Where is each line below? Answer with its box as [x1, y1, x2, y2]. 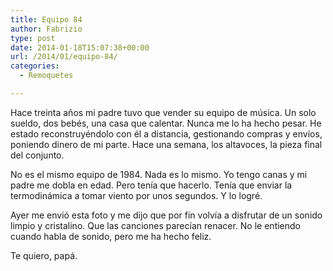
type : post [10, 33, 56, 43]
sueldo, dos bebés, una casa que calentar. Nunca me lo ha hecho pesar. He [10, 117, 322, 129]
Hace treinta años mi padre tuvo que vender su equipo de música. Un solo [10, 106, 317, 118]
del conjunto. [10, 149, 65, 161]
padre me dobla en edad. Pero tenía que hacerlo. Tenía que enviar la [10, 179, 293, 191]
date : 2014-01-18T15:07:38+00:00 [10, 42, 150, 53]
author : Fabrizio [10, 24, 83, 34]
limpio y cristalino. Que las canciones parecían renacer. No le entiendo [10, 219, 301, 231]
